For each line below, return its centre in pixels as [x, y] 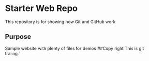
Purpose [18, 37]
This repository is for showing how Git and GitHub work [60, 22]
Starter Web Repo [41, 8]
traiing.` [13, 53]
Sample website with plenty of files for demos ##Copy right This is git [74, 48]
